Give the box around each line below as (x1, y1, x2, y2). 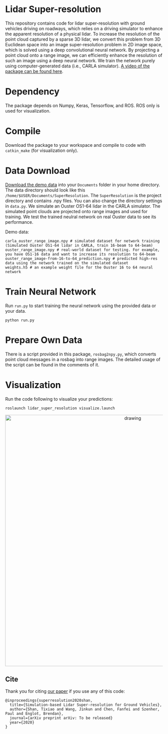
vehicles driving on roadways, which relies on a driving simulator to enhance (5, 25, 163, 31)
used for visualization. (5, 108, 51, 114)
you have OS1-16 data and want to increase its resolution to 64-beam (5, 251, 155, 257)
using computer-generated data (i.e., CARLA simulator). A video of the (5, 63, 150, 69)
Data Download (5, 165, 70, 176)
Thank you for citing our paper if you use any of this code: (5, 688, 125, 694)
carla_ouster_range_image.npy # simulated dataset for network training (5, 238, 160, 243)
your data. (5, 308, 26, 314)
